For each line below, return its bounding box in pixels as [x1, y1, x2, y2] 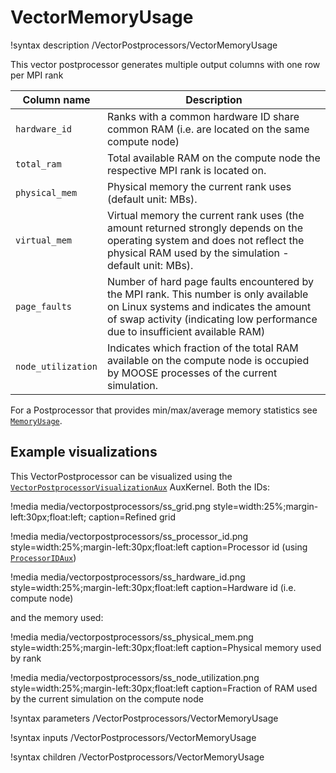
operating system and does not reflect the [106, 233, 305, 247]
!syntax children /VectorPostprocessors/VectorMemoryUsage [10, 751, 265, 763]
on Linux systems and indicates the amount [106, 299, 312, 313]
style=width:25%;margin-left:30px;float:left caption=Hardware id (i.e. [10, 581, 297, 593]
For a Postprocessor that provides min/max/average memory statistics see [10, 404, 318, 416]
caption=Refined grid [88, 511, 176, 523]
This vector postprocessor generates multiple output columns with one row [10, 58, 321, 70]
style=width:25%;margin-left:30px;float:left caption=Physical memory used [10, 641, 322, 653]
